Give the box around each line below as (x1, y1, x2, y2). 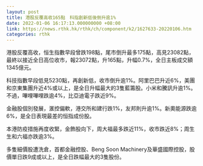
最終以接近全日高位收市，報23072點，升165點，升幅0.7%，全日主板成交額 (6, 56, 193, 64)
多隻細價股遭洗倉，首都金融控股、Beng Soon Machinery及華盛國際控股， (6, 146, 190, 153)
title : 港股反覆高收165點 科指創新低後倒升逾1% (6, 15, 117, 21)
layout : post (6, 8, 40, 15)
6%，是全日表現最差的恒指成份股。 (6, 113, 95, 120)
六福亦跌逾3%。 (16, 133, 58, 140)
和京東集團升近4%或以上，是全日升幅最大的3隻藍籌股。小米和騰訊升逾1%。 (6, 84, 196, 91)
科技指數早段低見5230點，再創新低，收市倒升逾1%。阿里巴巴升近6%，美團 (6, 77, 196, 84)
